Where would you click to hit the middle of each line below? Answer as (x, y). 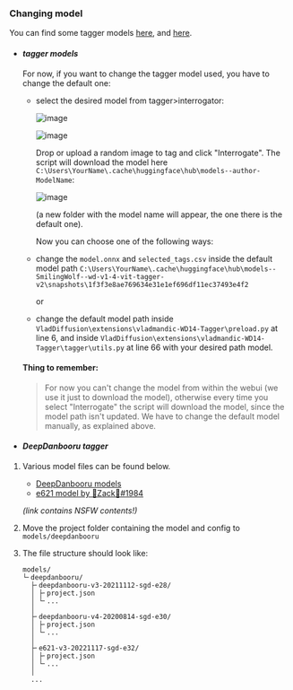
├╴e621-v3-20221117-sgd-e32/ (85, 648)
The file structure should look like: (85, 553)
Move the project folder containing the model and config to (131, 528)
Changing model (46, 13)
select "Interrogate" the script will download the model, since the (164, 406)
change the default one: (66, 83)
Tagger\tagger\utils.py (80, 348)
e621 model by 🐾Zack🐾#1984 (90, 493)
